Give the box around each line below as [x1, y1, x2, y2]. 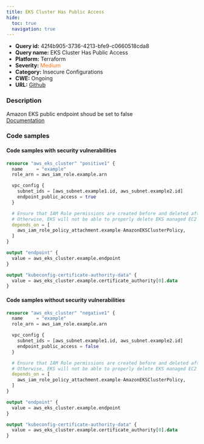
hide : [6, 15, 20, 21]
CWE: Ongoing [15, 75, 53, 82]
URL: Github [15, 81, 46, 89]
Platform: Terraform [15, 55, 66, 63]
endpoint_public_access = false [17, 343, 99, 349]
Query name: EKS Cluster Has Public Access [15, 49, 129, 56]
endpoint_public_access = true [17, 194, 97, 200]
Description [6, 97, 42, 105]
